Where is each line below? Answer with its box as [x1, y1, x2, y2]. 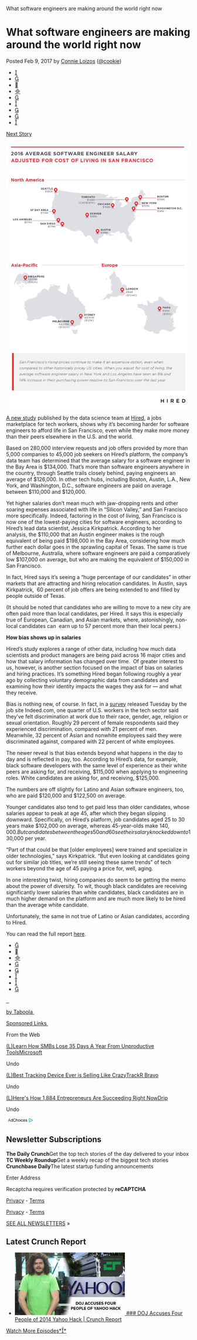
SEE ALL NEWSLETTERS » [6, 1219, 70, 1226]
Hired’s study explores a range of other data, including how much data [6, 645, 176, 652]
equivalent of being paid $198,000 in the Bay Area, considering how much [6, 537, 185, 544]
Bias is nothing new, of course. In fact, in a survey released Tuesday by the [6, 700, 187, 707]
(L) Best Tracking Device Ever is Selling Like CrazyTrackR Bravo [6, 1071, 159, 1079]
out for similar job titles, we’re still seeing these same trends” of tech [6, 859, 172, 866]
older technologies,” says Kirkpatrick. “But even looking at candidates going [6, 852, 190, 859]
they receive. [6, 689, 38, 696]
